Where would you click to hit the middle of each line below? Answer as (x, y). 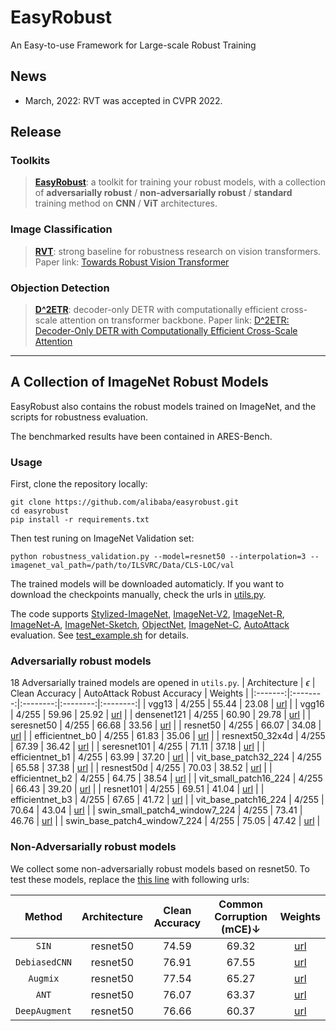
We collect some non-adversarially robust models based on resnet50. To (160, 868)
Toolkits (30, 161)
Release (36, 132)
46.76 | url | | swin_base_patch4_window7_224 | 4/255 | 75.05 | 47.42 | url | (165, 821)
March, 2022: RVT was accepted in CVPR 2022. (123, 100)
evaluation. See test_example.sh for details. (100, 635)
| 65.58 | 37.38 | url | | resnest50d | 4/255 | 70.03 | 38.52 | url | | (141, 768)
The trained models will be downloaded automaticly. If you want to (147, 584)
